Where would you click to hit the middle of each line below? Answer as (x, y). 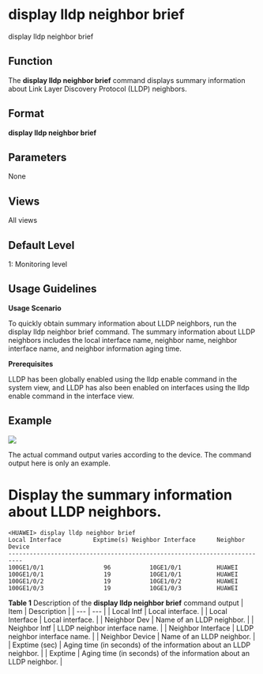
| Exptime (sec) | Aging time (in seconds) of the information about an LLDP (130, 645)
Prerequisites (31, 363)
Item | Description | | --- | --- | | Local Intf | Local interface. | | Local (118, 611)
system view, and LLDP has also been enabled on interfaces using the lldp (129, 387)
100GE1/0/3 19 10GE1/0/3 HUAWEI (123, 588)
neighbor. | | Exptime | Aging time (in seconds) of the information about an (129, 653)
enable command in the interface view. (71, 396)
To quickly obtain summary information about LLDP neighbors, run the (122, 323)
